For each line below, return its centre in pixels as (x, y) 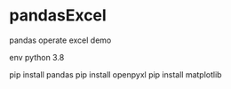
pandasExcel (58, 16)
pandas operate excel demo (60, 40)
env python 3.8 (37, 57)
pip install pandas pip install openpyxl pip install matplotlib (115, 74)
